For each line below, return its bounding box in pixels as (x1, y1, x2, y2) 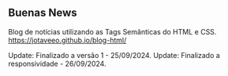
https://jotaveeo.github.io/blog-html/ (8, 35, 127, 45)
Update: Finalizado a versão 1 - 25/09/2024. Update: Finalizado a (8, 50, 221, 60)
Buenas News (8, 6, 77, 20)
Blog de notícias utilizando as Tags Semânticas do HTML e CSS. (8, 27, 217, 36)
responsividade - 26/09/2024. (8, 59, 107, 68)
